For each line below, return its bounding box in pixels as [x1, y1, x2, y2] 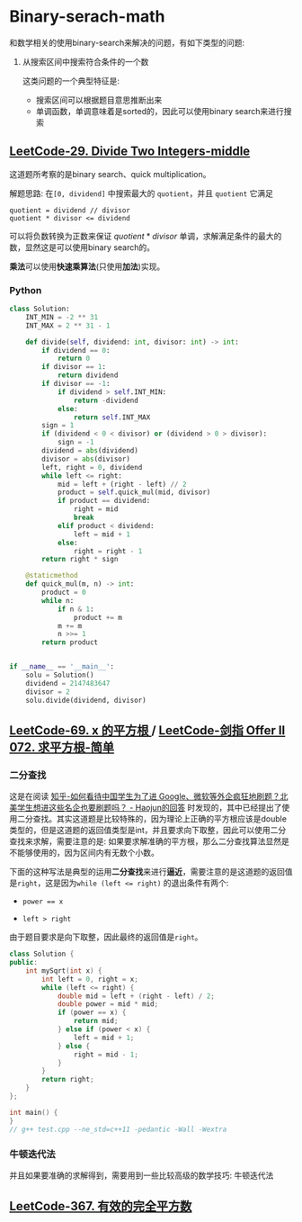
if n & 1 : [57, 605, 94, 614]
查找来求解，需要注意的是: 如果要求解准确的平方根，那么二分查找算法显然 [9, 836, 281, 847]
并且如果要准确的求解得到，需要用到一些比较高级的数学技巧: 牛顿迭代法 [9, 1170, 274, 1181]
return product [41, 638, 99, 647]
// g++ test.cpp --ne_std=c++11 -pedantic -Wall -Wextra [9, 1125, 227, 1134]
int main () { [9, 1108, 58, 1117]
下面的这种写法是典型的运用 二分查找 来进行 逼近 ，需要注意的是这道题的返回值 [9, 867, 293, 877]
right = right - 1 [73, 546, 143, 555]
